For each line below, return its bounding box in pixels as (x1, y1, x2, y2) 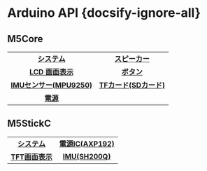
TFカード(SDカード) (99, 81, 166, 90)
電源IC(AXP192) (59, 139, 115, 149)
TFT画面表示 (10, 152, 52, 162)
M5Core (7, 33, 43, 45)
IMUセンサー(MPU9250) (10, 81, 92, 90)
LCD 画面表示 (29, 67, 74, 76)
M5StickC (7, 118, 51, 130)
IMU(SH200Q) (62, 151, 111, 161)
